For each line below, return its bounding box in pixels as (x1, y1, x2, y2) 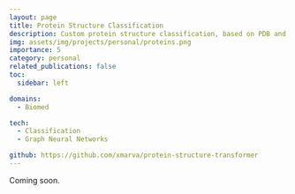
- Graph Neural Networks (17, 135, 109, 144)
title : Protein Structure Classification (9, 21, 164, 30)
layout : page (9, 12, 57, 22)
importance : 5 (9, 46, 62, 55)
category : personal (9, 54, 81, 63)
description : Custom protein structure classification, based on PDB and (9, 29, 287, 38)
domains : (9, 94, 42, 103)
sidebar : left (17, 78, 69, 87)
